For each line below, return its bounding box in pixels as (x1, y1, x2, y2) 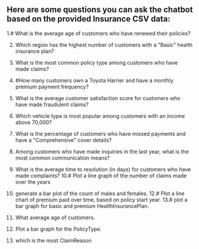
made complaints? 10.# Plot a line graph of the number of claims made (15, 172, 187, 179)
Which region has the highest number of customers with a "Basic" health (15, 41, 193, 48)
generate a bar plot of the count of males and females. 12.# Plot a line (15, 190, 185, 197)
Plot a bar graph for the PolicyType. (15, 225, 102, 232)
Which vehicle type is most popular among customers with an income (15, 112, 185, 119)
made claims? (15, 65, 50, 72)
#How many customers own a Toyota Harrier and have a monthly (15, 76, 174, 84)
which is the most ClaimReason (15, 237, 92, 244)
